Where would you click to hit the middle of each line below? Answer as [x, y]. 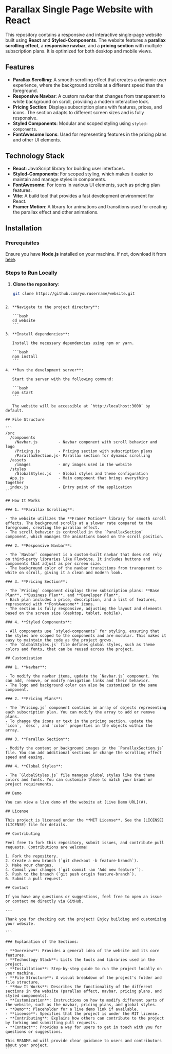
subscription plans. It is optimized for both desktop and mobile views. [79, 51]
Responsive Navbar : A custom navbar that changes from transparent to [89, 96]
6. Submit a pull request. [34, 879]
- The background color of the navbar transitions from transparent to [83, 568]
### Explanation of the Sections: [42, 942]
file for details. [48, 825]
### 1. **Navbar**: [26, 667]
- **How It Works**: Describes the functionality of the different [79, 987]
